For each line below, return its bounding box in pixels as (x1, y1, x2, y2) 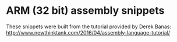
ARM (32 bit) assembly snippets (6, 4, 165, 17)
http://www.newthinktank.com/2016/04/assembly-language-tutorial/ (6, 29, 171, 36)
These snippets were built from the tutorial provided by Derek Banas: (6, 23, 172, 30)
